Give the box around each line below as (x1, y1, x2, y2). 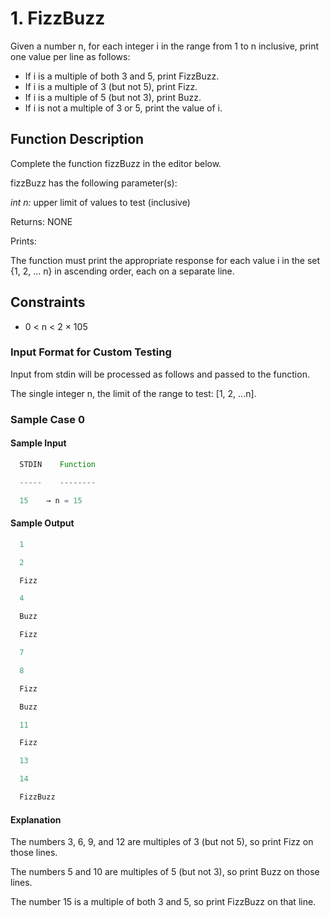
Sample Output (10, 517, 75, 529)
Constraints (10, 294, 86, 311)
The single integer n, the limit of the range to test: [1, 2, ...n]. (10, 387, 257, 399)
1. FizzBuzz (10, 7, 106, 30)
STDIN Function (19, 459, 97, 469)
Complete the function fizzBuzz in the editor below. (10, 157, 222, 169)
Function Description (10, 131, 145, 148)
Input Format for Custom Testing (10, 345, 172, 359)
